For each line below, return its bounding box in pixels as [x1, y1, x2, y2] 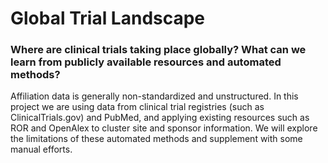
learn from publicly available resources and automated [10, 55, 282, 69]
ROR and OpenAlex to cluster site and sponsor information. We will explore [10, 122, 318, 134]
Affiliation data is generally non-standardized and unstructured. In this [10, 90, 299, 102]
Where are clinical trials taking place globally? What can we [10, 43, 307, 57]
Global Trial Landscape [10, 7, 206, 30]
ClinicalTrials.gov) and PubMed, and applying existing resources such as [10, 112, 310, 124]
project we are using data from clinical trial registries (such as [10, 101, 265, 113]
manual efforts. [10, 143, 73, 156]
